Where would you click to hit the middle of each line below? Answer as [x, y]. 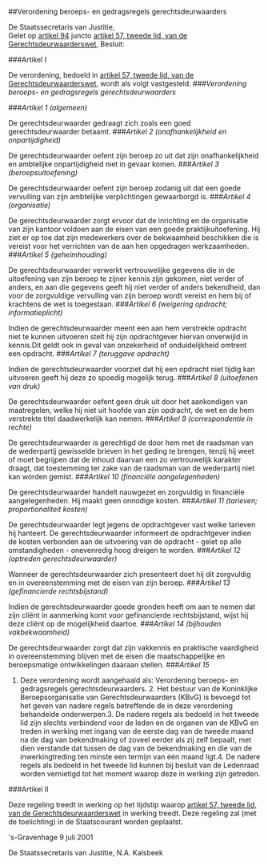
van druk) [24, 386]
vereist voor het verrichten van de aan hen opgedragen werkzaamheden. [129, 246]
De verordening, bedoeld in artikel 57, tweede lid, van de [101, 75]
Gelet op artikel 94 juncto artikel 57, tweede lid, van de [98, 36]
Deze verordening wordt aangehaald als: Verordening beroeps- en [129, 680]
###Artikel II [29, 789]
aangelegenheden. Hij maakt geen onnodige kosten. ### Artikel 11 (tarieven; [133, 501]
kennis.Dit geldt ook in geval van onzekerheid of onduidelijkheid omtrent [128, 345]
